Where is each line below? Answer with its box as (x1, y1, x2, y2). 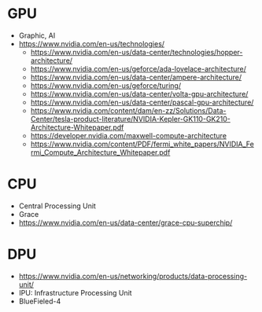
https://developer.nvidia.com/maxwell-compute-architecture (30, 130, 227, 140)
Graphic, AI (18, 31, 56, 40)
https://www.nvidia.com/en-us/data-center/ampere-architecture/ (30, 72, 242, 82)
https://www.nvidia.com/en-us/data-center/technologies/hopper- (30, 47, 243, 57)
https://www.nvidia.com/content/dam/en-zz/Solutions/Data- (30, 105, 227, 115)
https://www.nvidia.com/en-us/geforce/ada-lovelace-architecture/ (30, 64, 247, 73)
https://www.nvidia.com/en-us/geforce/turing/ (30, 80, 182, 90)
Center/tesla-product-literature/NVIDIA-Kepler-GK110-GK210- (30, 114, 231, 123)
